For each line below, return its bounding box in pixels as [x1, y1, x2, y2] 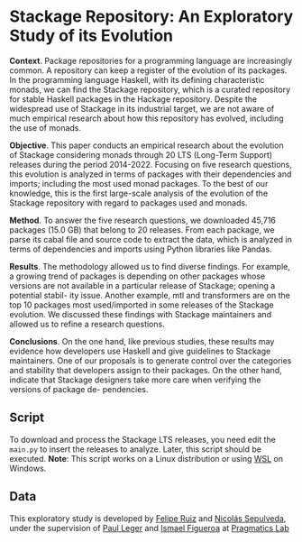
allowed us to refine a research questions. [9, 318, 165, 329]
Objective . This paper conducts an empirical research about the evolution [9, 140, 284, 151]
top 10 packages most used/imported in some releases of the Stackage [9, 299, 274, 310]
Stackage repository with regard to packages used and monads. [9, 197, 248, 208]
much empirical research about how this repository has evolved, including [9, 113, 284, 124]
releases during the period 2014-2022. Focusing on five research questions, [9, 159, 293, 170]
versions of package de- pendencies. [9, 383, 149, 394]
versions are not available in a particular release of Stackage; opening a [9, 280, 276, 290]
